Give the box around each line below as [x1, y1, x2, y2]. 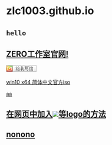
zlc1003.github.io [6, 4, 94, 18]
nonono [6, 130, 35, 140]
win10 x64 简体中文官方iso [6, 78, 71, 86]
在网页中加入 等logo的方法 [6, 109, 106, 119]
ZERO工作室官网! [6, 49, 69, 59]
